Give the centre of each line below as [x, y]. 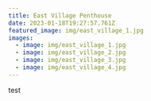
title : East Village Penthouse [60, 16]
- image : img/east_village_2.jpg [71, 52]
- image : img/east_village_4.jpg [71, 68]
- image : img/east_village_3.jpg [71, 60]
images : [21, 38]
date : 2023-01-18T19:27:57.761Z [62, 23]
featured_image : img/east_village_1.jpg [76, 30]
